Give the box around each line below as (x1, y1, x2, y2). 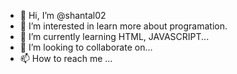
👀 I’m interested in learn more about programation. (19, 20, 228, 32)
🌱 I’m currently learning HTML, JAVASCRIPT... (19, 31, 210, 42)
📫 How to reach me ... (19, 53, 113, 64)
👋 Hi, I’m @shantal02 (19, 10, 107, 21)
